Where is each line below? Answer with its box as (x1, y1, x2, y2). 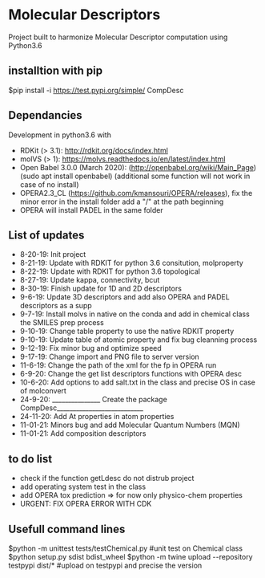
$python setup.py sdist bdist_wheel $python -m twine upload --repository (8, 552, 254, 561)
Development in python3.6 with (8, 130, 112, 140)
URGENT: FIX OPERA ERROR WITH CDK (19, 499, 152, 509)
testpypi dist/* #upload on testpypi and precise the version (8, 560, 203, 570)
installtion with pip (8, 64, 103, 78)
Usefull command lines (8, 522, 126, 535)
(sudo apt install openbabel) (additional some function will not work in (19, 171, 251, 181)
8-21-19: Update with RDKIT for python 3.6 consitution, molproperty (19, 258, 244, 268)
